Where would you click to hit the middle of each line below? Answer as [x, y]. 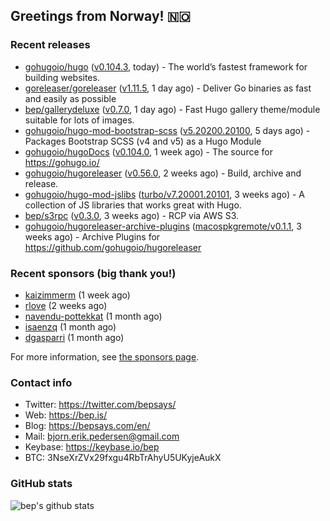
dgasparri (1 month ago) [74, 337]
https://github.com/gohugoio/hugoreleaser [113, 247]
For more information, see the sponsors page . [105, 356]
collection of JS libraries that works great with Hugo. [133, 205]
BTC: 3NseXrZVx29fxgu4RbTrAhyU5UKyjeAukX [123, 458]
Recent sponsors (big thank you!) [93, 273]
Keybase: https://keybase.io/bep [92, 447]
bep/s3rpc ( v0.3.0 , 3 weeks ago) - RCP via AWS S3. [132, 215]
